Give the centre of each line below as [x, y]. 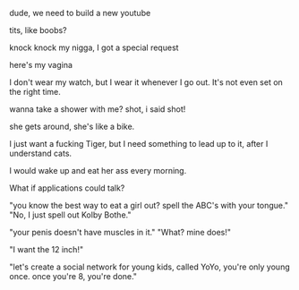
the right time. [35, 92]
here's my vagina [41, 65]
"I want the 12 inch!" [46, 249]
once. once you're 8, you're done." [73, 276]
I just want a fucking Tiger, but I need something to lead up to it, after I [139, 144]
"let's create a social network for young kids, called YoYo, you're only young [149, 267]
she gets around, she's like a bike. [72, 126]
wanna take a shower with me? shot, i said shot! [98, 109]
